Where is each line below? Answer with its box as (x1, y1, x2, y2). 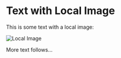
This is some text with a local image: (6, 23, 94, 30)
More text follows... (6, 46, 53, 53)
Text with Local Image (6, 4, 116, 18)
